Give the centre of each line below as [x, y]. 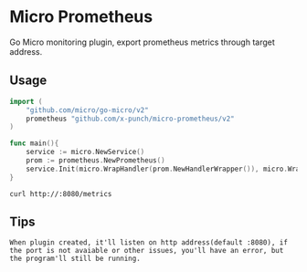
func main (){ [34, 143]
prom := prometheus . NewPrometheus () [96, 161]
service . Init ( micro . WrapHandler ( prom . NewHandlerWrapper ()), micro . [157, 169]
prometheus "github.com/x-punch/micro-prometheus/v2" [130, 119]
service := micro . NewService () [85, 152]
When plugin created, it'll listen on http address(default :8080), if [148, 243]
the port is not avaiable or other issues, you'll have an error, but [147, 251]
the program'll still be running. [75, 259]
